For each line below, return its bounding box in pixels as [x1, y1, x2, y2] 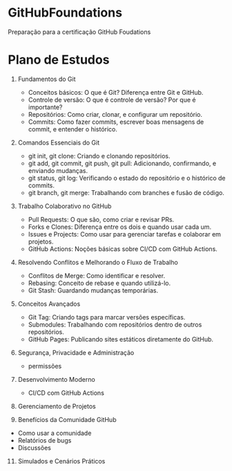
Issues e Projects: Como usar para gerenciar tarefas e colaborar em [28, 230, 222, 238]
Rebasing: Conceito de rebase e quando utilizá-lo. [28, 279, 171, 287]
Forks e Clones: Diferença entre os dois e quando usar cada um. [28, 223, 212, 231]
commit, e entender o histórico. [28, 124, 118, 133]
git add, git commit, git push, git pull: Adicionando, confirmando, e [28, 159, 217, 167]
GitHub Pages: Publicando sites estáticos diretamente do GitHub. [28, 335, 213, 343]
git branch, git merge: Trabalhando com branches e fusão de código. [28, 188, 225, 196]
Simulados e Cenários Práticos [17, 456, 106, 465]
